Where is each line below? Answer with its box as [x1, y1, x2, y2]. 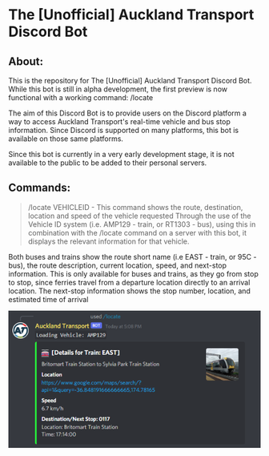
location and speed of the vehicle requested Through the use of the [27, 211, 251, 220]
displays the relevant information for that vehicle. [27, 236, 190, 246]
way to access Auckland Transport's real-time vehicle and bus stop [8, 117, 231, 126]
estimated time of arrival [8, 294, 89, 304]
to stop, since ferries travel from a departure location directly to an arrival [8, 277, 251, 287]
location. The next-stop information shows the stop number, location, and [8, 286, 251, 296]
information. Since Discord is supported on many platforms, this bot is [8, 126, 239, 135]
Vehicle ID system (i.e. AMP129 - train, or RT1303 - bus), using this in [27, 219, 256, 229]
